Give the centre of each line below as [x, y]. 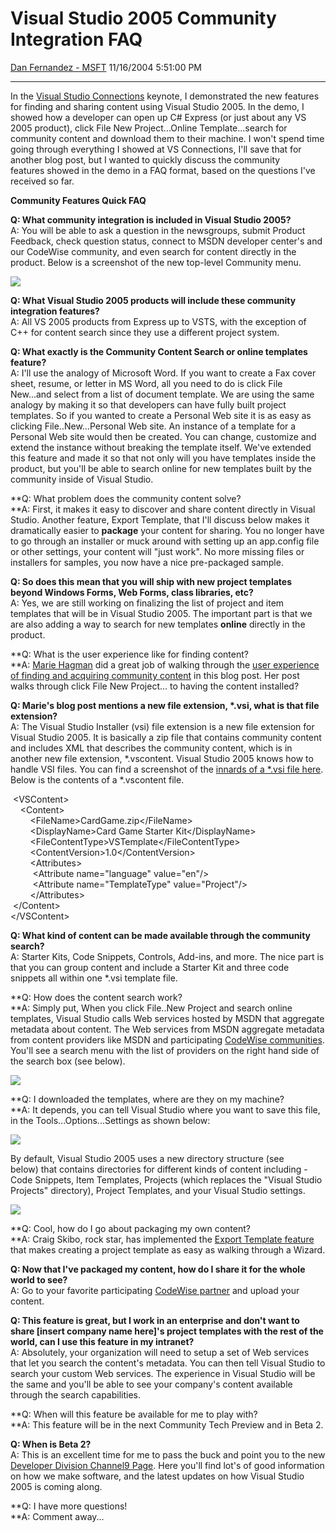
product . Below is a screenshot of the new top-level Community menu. [156, 262]
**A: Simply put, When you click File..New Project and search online [151, 1008]
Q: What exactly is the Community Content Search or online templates [159, 351]
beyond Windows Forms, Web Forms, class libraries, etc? [132, 592]
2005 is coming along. [56, 1486]
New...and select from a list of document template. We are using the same [162, 394]
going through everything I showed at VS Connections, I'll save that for [156, 149]
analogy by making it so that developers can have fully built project [148, 404]
